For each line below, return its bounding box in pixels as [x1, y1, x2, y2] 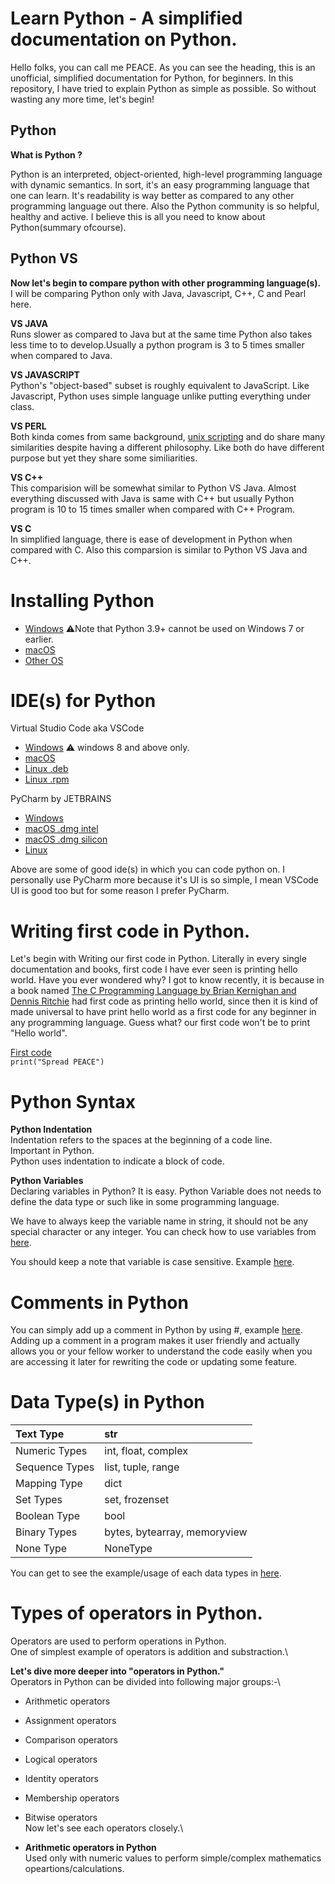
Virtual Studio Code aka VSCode [10, 722, 145, 734]
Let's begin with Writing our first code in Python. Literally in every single [10, 953, 307, 965]
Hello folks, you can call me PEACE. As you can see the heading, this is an [10, 61, 316, 73]
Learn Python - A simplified [10, 7, 243, 30]
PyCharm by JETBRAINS [10, 793, 112, 805]
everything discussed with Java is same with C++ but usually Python [10, 492, 295, 504]
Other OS [24, 654, 64, 666]
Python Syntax [10, 1090, 136, 1113]
